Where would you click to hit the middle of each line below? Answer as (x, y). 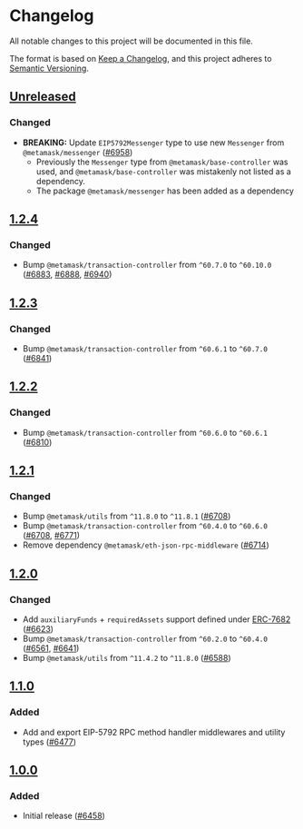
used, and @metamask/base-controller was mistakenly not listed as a (164, 171)
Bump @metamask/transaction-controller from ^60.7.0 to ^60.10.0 (147, 265)
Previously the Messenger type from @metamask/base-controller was (162, 162)
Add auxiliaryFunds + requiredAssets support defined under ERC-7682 (156, 619)
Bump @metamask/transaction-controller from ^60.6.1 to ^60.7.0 (145, 349)
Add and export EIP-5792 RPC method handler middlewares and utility (154, 732)
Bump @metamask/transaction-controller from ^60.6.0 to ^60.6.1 (145, 432)
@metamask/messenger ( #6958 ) (78, 152)
